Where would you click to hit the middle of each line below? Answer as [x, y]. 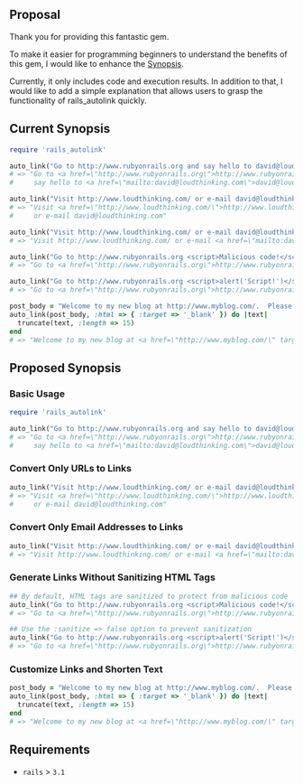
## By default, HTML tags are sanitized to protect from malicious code [149, 596]
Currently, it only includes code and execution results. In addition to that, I [146, 81]
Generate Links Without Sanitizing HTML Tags [113, 577]
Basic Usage [37, 394]
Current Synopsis [60, 129]
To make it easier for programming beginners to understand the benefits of [148, 54]
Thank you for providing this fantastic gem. [89, 36]
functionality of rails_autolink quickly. [78, 100]
